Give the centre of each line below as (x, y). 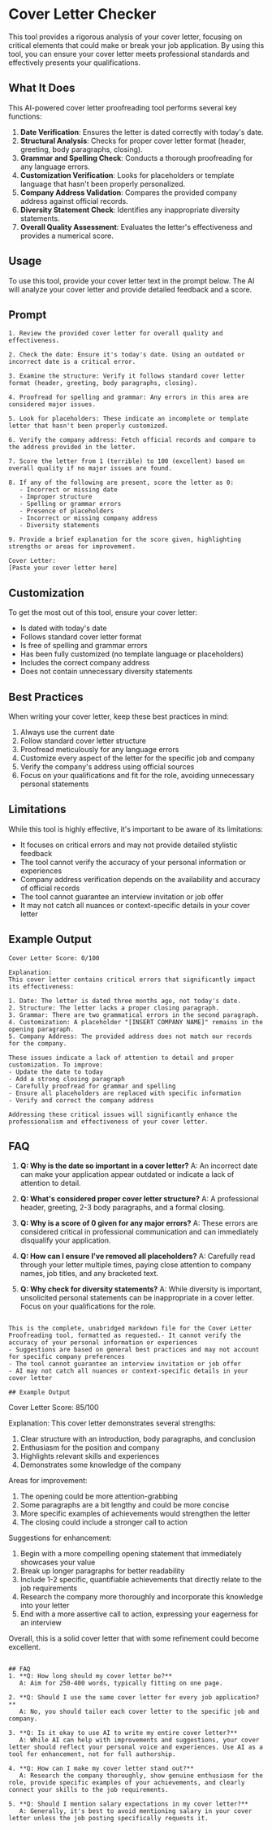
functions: (25, 116)
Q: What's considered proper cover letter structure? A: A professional (139, 1199)
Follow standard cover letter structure (83, 741)
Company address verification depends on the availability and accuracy (140, 879)
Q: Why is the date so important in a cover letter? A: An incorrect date (139, 1166)
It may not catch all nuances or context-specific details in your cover (135, 905)
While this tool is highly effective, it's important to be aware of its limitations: (136, 828)
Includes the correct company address (85, 663)
